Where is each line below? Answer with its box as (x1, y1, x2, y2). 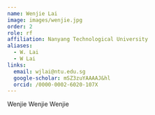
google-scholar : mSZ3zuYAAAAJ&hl (13, 74, 111, 82)
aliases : (7, 42, 33, 49)
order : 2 (7, 23, 33, 30)
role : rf (7, 29, 33, 37)
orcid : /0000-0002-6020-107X (13, 81, 98, 88)
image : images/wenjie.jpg (7, 17, 82, 24)
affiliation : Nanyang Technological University (7, 36, 149, 43)
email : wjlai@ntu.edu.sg (13, 68, 86, 75)
